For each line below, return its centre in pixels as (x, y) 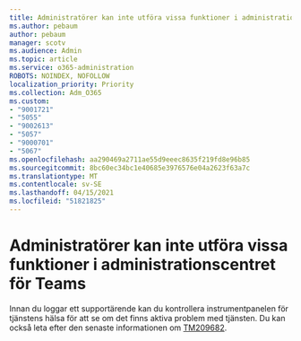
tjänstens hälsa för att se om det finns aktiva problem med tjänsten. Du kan (147, 318)
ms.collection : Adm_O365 (56, 92)
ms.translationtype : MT (54, 176)
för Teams (48, 284)
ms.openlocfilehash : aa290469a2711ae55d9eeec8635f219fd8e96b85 (130, 159)
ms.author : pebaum (43, 26)
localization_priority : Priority (72, 84)
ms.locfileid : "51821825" (57, 201)
